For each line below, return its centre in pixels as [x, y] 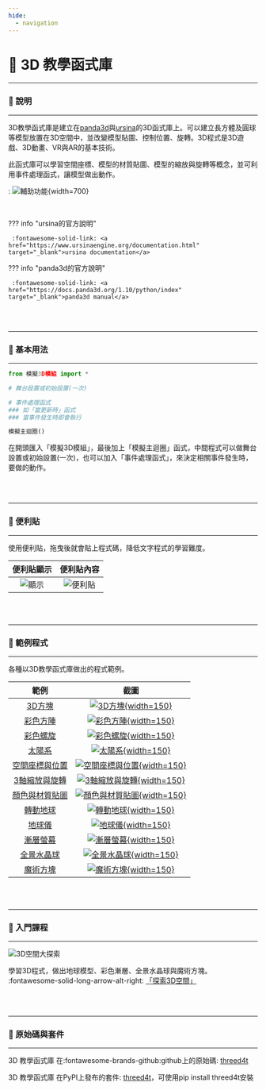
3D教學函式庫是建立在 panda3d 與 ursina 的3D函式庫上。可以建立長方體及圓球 [132, 127]
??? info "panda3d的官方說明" [57, 268]
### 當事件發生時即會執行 [45, 418]
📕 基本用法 [28, 349]
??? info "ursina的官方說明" [52, 223]
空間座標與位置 [40, 765]
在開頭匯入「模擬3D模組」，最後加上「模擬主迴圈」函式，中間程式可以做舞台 [133, 448]
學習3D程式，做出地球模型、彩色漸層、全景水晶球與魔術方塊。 [110, 971]
